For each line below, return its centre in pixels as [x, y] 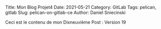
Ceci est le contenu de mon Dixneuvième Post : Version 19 [66, 22]
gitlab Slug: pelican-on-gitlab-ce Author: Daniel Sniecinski [65, 12]
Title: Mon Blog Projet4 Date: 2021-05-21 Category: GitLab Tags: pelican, [81, 7]
